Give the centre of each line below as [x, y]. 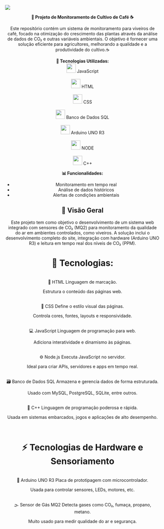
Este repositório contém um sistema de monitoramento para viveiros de [82, 29]
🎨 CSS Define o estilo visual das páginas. [82, 306]
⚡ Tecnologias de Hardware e [82, 447]
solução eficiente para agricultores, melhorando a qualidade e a [82, 44]
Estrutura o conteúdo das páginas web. [82, 291]
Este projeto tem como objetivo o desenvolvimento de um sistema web [82, 222]
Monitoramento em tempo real [86, 185]
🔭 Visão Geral [82, 211]
